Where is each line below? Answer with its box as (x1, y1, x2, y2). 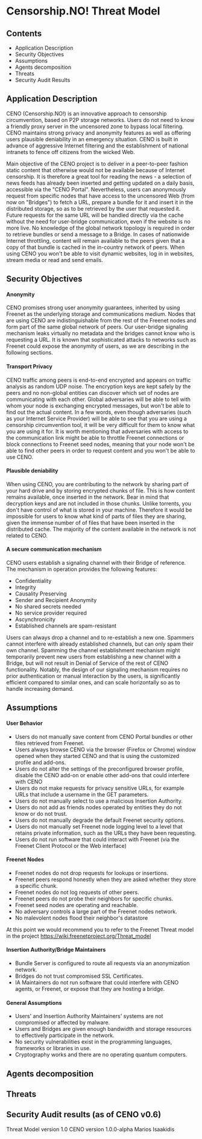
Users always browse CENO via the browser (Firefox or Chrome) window (14, 746, 196, 753)
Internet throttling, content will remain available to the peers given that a (6, 237, 185, 244)
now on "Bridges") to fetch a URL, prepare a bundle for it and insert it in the (6, 198, 194, 206)
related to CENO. (6, 531, 48, 539)
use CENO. (6, 453, 34, 460)
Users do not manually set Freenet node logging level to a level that (14, 823, 183, 830)
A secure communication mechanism (6, 545, 102, 553)
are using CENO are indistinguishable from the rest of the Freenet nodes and (6, 317, 197, 324)
